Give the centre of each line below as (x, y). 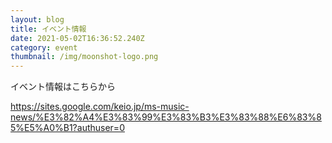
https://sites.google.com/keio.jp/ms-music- (100, 107)
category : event (44, 47)
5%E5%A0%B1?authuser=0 (67, 128)
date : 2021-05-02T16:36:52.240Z (77, 38)
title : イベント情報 (48, 29)
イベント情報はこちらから (63, 87)
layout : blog (37, 19)
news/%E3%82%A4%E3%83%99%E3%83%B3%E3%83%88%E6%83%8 (166, 117)
